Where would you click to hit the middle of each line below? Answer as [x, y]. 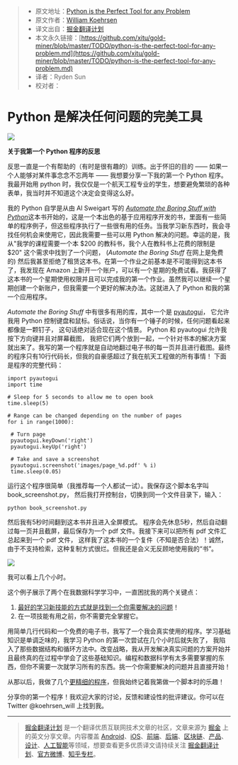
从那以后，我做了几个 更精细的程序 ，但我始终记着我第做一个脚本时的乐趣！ [116, 681]
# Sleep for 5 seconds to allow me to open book [80, 397]
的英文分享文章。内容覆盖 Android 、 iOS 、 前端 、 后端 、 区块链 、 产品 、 [126, 736]
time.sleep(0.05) [36, 471]
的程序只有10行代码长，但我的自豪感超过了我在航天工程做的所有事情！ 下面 [117, 356]
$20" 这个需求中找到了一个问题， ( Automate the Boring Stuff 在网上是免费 [115, 252]
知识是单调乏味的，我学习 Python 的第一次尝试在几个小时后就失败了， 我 [113, 640]
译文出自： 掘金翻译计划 [69, 29]
